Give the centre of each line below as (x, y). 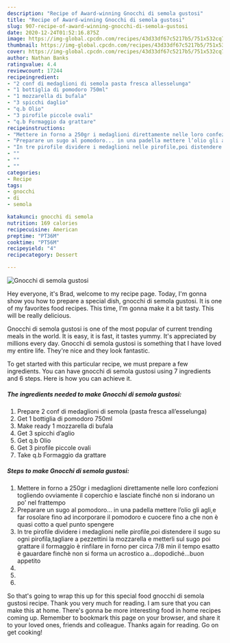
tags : (15, 186)
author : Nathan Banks (38, 58)
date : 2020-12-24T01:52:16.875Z (53, 33)
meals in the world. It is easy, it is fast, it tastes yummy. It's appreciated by (112, 336)
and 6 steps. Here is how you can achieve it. (69, 378)
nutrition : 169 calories (42, 223)
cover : (16, 52)
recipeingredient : (33, 77)
